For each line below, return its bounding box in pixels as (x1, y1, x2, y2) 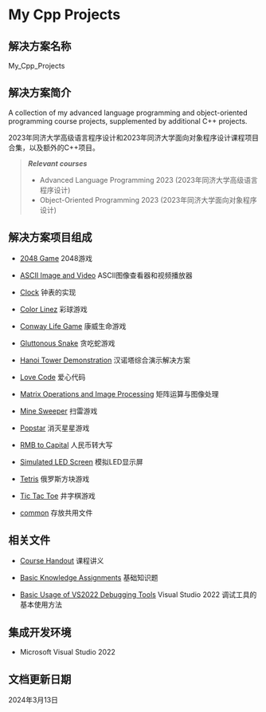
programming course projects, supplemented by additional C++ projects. (8, 116, 248, 125)
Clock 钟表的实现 (19, 287, 76, 297)
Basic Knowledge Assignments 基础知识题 (19, 573, 158, 583)
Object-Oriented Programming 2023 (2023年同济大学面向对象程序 (39, 195, 257, 204)
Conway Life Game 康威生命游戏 (19, 321, 127, 330)
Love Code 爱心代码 (19, 372, 86, 382)
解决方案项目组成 (8, 231, 92, 244)
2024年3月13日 (8, 695, 58, 705)
